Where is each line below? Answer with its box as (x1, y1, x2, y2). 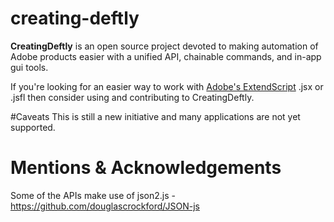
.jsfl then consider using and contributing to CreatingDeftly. (10, 91, 255, 103)
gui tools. (10, 61, 49, 73)
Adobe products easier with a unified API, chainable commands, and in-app (10, 50, 322, 62)
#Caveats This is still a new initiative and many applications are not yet (10, 110, 301, 122)
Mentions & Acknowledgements (10, 157, 282, 179)
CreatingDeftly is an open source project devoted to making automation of (10, 40, 319, 52)
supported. (10, 121, 56, 133)
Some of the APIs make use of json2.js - (10, 189, 176, 201)
